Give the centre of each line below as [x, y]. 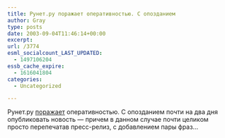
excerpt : [20, 40]
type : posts [25, 27]
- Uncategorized [37, 86]
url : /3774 [23, 46]
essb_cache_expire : [36, 66]
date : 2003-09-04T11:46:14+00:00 [57, 33]
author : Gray [27, 20]
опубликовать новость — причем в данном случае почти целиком [108, 120]
